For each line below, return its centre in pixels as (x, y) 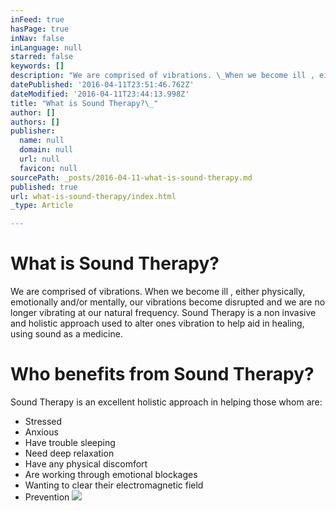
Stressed (43, 421)
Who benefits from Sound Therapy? (162, 374)
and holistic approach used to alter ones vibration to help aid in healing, (157, 323)
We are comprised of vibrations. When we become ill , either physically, (158, 292)
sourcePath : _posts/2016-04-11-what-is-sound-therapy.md (131, 177)
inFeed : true (37, 19)
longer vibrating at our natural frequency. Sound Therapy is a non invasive (163, 313)
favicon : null (48, 168)
